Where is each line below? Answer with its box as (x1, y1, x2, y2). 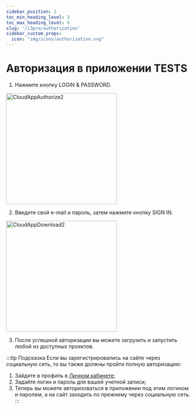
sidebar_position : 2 (6, 8, 57, 15)
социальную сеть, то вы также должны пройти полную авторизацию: (6, 360, 182, 368)
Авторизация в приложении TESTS (6, 62, 188, 75)
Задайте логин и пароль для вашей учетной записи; (14, 378, 146, 385)
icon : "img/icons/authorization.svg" (11, 36, 104, 42)
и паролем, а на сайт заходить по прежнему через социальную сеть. (14, 391, 191, 398)
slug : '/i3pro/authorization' (6, 25, 81, 31)
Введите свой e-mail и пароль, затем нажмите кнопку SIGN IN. (14, 208, 174, 216)
